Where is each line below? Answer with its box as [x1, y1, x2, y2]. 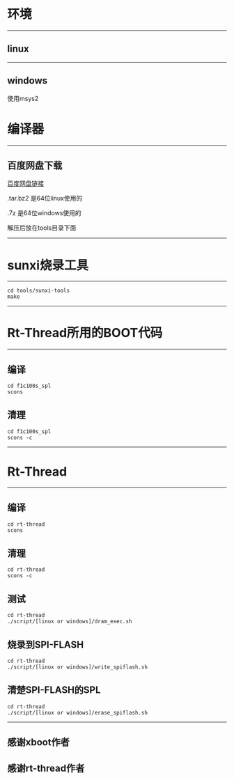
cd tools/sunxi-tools [7, 287, 70, 295]
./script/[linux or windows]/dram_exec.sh [7, 618, 132, 625]
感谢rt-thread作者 [7, 762, 85, 774]
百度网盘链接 [7, 179, 44, 188]
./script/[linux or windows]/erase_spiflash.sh [7, 709, 148, 716]
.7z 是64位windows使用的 [7, 209, 81, 217]
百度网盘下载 [7, 159, 63, 171]
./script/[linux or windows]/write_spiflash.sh [7, 664, 148, 671]
